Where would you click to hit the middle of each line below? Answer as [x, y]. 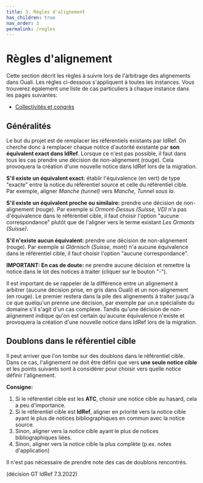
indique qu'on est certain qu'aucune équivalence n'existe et [110, 316]
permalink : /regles [31, 29]
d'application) [32, 450]
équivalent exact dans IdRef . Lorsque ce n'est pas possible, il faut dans [96, 153]
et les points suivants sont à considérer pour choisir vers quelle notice [94, 369]
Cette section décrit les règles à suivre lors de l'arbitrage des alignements [98, 76]
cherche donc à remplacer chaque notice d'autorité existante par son [93, 147]
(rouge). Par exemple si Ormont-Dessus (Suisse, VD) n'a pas [111, 209]
